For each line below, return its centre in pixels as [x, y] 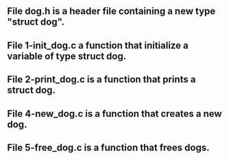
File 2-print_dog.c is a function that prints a [101, 79]
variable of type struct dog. [67, 56]
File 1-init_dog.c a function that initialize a [98, 45]
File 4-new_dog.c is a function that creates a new [114, 114]
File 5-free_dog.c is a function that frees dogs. [108, 147]
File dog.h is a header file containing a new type [111, 11]
